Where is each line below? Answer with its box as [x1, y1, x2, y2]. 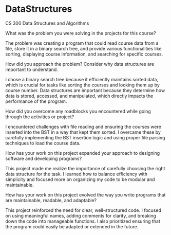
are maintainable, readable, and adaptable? [5, 197, 97, 203]
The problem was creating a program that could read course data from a [5, 40, 159, 46]
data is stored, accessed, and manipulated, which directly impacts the [5, 93, 154, 99]
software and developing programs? [5, 155, 82, 161]
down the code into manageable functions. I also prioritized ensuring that [5, 218, 161, 224]
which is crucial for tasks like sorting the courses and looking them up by [5, 82, 160, 88]
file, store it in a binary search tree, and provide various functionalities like [5, 45, 162, 51]
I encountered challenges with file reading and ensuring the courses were [5, 123, 162, 130]
